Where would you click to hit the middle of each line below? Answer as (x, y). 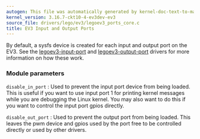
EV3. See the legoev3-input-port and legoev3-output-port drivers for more (98, 52)
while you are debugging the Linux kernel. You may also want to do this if (96, 99)
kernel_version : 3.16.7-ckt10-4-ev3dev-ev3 (61, 17)
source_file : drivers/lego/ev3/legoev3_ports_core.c (73, 23)
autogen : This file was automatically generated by (71, 12)
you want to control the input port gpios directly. (65, 106)
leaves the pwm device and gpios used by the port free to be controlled (94, 123)
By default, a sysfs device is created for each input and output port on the (97, 45)
